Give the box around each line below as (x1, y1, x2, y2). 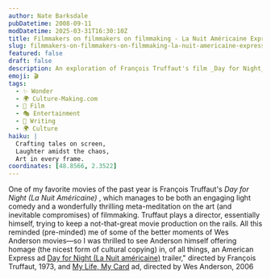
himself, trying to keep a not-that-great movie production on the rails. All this (8, 219, 263, 229)
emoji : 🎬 (8, 72, 39, 80)
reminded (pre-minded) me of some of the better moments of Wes (8, 227, 229, 237)
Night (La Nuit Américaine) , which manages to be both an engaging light (8, 193, 252, 203)
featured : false (8, 49, 63, 57)
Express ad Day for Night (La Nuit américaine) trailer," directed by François (8, 253, 256, 263)
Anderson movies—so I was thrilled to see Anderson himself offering (8, 236, 237, 246)
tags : (8, 79, 27, 87)
